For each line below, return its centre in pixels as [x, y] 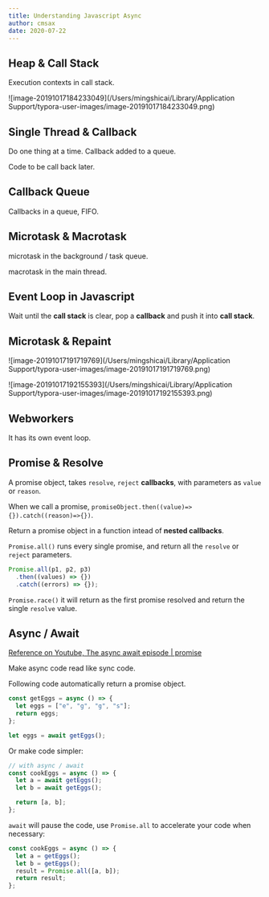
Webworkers [41, 418]
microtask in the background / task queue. [78, 256]
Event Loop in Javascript [71, 297]
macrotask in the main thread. [58, 271]
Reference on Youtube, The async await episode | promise [105, 653]
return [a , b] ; [41, 803]
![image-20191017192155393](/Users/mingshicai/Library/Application [120, 385]
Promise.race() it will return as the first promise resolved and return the [126, 600]
